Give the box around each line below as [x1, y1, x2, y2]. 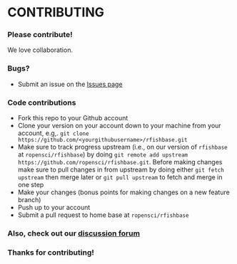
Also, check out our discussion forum [7, 228, 141, 238]
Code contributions [7, 97, 76, 107]
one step [17, 181, 44, 189]
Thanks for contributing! [7, 247, 95, 257]
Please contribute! [7, 30, 73, 40]
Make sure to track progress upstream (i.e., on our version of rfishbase [17, 143, 228, 152]
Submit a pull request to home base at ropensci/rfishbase [17, 211, 189, 219]
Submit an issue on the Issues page [17, 80, 123, 88]
